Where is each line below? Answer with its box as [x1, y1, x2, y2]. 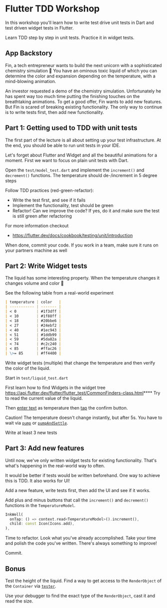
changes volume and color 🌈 [5, 280, 64, 286]
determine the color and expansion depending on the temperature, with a [5, 73, 156, 79]
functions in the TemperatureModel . [5, 502, 76, 508]
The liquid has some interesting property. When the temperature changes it [5, 275, 160, 281]
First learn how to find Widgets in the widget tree [5, 384, 106, 390]
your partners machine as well [5, 247, 67, 253]
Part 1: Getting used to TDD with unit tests [5, 123, 138, 132]
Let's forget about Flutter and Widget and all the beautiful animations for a [5, 152, 158, 158]
